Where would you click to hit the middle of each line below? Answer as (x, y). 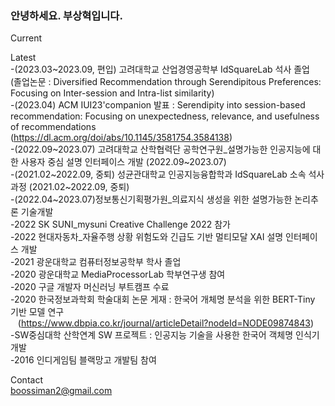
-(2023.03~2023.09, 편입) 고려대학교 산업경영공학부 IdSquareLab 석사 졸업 (160, 69)
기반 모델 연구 (37, 312)
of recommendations (53, 127)
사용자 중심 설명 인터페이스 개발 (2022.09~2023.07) (123, 162)
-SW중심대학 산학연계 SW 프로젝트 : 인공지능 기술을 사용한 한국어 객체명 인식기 (165, 335)
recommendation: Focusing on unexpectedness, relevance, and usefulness (165, 116)
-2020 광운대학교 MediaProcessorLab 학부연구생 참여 (118, 274)
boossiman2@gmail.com (61, 391)
